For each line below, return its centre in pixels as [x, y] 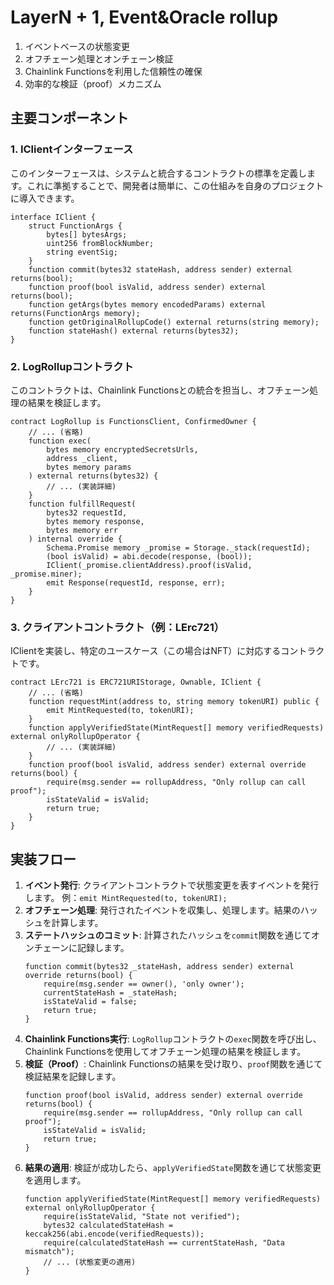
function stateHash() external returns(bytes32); [134, 331]
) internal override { [75, 539]
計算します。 [77, 923]
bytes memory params [89, 467]
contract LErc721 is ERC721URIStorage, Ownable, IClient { [136, 682]
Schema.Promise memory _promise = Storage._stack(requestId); [178, 547]
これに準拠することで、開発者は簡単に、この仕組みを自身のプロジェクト [175, 185]
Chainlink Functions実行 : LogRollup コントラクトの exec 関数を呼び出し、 [173, 1039]
